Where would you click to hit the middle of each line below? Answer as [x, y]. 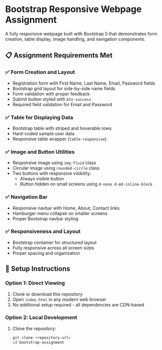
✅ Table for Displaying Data [39, 117]
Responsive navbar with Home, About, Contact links [66, 208]
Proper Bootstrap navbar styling [45, 218]
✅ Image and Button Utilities [40, 152]
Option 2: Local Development [41, 317]
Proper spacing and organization [46, 253]
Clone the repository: [34, 328]
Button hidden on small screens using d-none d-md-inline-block [86, 184]
